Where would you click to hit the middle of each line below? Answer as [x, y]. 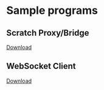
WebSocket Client [41, 66]
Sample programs [52, 11]
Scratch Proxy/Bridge [48, 33]
